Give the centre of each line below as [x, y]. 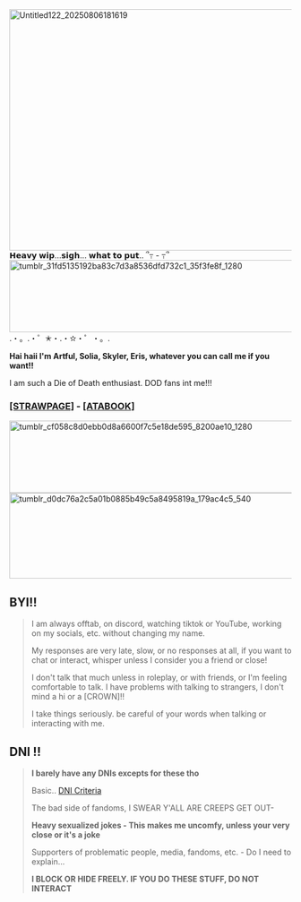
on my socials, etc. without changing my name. [118, 633]
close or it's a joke [66, 834]
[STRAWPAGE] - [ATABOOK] [72, 406]
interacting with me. [68, 724]
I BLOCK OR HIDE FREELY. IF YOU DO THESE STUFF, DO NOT [145, 879]
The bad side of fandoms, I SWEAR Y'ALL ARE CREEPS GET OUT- [153, 808]
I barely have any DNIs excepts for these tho [115, 773]
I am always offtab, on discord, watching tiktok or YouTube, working [156, 624]
